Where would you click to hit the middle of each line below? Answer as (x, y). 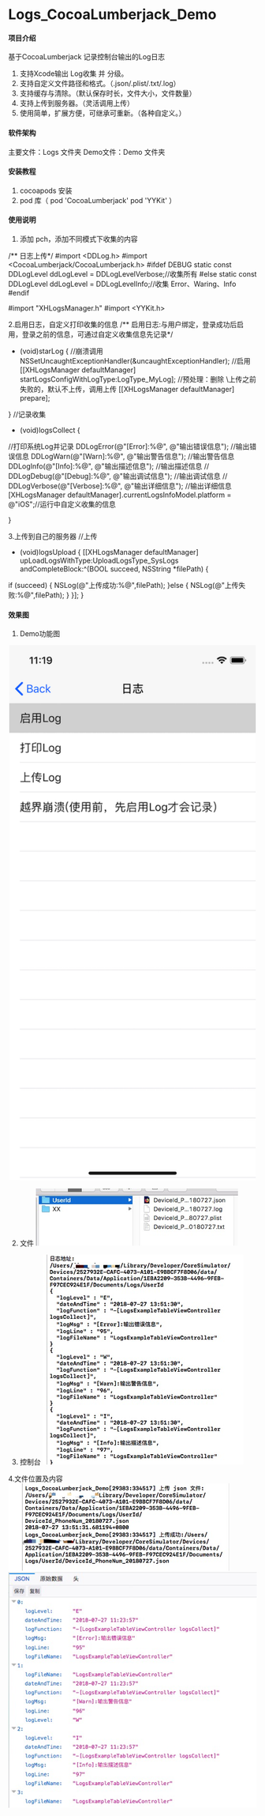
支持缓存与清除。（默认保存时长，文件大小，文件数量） (108, 93)
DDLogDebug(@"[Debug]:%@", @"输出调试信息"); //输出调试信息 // (118, 476)
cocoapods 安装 (46, 190)
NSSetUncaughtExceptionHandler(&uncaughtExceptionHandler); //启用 (135, 361)
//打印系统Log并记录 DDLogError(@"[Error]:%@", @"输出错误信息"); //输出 (129, 446)
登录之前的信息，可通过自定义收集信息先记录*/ (97, 334)
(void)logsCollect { (50, 430)
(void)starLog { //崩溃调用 (62, 351)
